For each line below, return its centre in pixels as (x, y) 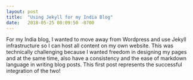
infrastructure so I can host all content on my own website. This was (90, 46)
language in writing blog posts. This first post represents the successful (94, 65)
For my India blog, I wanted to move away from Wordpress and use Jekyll (96, 40)
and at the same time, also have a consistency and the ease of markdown (96, 58)
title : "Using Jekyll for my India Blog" (60, 17)
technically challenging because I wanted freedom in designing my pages (96, 52)
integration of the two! (33, 71)
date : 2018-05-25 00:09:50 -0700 (50, 23)
